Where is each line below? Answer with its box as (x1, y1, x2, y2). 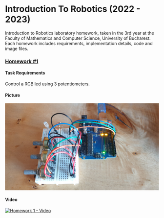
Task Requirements (5, 70, 45, 76)
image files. (5, 46, 28, 51)
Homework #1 (5, 58, 39, 65)
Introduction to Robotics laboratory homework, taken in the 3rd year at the (5, 30, 155, 36)
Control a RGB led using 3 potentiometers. (5, 81, 90, 87)
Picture (5, 92, 20, 98)
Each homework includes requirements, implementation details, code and (5, 40, 153, 46)
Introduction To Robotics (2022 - (5, 3, 141, 15)
